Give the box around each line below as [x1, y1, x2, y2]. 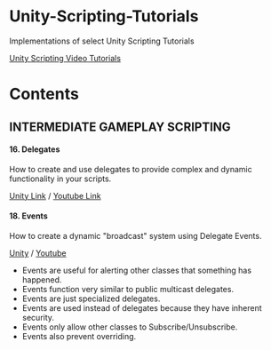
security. [21, 312, 55, 322]
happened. [21, 274, 62, 285]
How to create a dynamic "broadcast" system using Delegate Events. [9, 230, 262, 241]
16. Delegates [9, 144, 60, 155]
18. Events [9, 211, 48, 221]
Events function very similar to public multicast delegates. [21, 283, 234, 294]
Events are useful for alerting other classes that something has [21, 265, 251, 275]
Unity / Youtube [9, 247, 67, 259]
